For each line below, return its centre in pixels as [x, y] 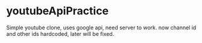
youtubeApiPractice [58, 11]
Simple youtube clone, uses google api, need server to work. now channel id [101, 27]
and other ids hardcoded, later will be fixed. [60, 33]
